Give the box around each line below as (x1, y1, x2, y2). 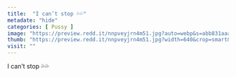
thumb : (7, 36, 27, 43)
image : (7, 29, 27, 37)
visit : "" (7, 43, 37, 50)
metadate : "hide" (7, 17, 58, 24)
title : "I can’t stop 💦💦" (7, 10, 87, 17)
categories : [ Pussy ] (7, 23, 74, 30)
